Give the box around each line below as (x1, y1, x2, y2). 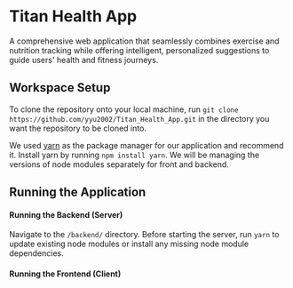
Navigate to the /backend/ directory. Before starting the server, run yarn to (9, 229, 280, 240)
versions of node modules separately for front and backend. (9, 158, 229, 170)
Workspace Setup (9, 80, 111, 95)
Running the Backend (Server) (9, 209, 123, 220)
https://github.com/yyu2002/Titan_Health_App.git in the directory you (9, 113, 270, 124)
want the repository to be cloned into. (9, 123, 146, 133)
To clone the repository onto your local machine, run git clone (9, 104, 239, 115)
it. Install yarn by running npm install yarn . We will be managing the (9, 149, 260, 160)
